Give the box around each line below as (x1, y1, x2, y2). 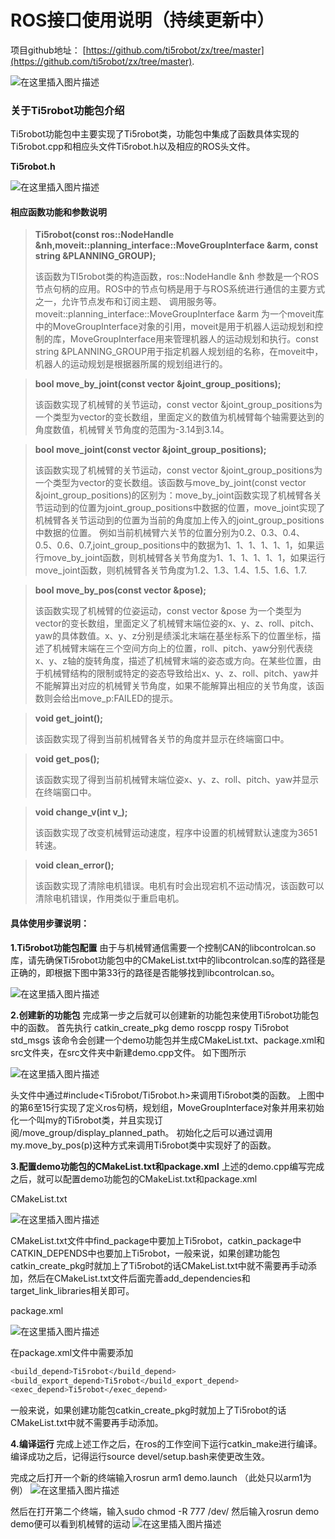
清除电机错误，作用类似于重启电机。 (34, 892, 185, 905)
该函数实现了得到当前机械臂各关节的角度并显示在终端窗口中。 (34, 733, 290, 745)
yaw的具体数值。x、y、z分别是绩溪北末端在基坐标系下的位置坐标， (34, 630, 313, 642)
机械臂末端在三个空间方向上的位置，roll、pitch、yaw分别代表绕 (52, 642, 313, 655)
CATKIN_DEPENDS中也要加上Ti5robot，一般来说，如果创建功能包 (10, 1247, 281, 1259)
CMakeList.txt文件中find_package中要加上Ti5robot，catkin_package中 (10, 1234, 302, 1246)
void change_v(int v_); (34, 806, 128, 818)
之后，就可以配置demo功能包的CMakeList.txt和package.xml (10, 1172, 258, 1185)
